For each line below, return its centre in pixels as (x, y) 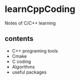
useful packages (29, 72)
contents (19, 39)
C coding (21, 61)
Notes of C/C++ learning (30, 23)
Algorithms (23, 66)
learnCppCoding (40, 9)
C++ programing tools (35, 50)
